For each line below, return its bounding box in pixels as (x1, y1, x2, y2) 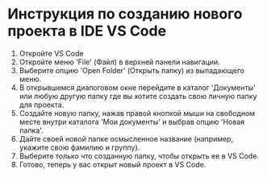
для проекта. (19, 100, 65, 109)
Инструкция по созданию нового (7, 5, 243, 23)
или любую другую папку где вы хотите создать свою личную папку (19, 91, 257, 101)
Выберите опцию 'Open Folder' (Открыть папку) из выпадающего (19, 65, 245, 75)
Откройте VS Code (19, 48, 84, 58)
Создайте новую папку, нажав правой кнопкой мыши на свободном (19, 108, 256, 117)
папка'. (19, 126, 44, 135)
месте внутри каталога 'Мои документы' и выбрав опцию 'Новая (19, 117, 245, 126)
